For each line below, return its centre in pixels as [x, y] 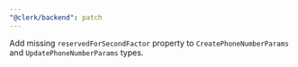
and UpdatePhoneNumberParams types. [77, 52]
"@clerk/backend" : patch [56, 17]
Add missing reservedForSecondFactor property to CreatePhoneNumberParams [149, 43]
